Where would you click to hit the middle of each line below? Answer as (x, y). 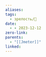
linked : (13, 47)
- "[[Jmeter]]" (25, 42)
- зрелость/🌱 (23, 19)
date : (11, 24)
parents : (14, 38)
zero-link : (16, 33)
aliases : (14, 10)
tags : (11, 14)
